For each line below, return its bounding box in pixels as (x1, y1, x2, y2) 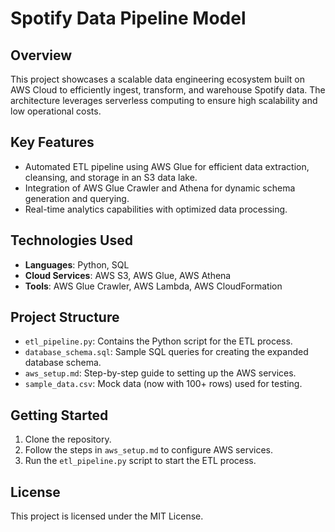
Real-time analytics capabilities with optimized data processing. (24, 203, 288, 215)
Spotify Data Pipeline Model (10, 7, 247, 30)
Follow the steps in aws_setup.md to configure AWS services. (24, 444, 273, 456)
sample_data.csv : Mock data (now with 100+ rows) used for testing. (24, 378, 303, 390)
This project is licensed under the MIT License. (10, 510, 204, 522)
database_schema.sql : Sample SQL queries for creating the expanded (24, 346, 309, 358)
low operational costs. (10, 105, 102, 117)
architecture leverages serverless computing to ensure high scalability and (10, 95, 318, 106)
